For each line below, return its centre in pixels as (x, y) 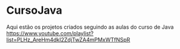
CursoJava (34, 10)
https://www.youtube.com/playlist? (50, 33)
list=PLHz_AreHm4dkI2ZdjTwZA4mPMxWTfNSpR (68, 39)
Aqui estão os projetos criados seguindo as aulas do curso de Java (90, 27)
